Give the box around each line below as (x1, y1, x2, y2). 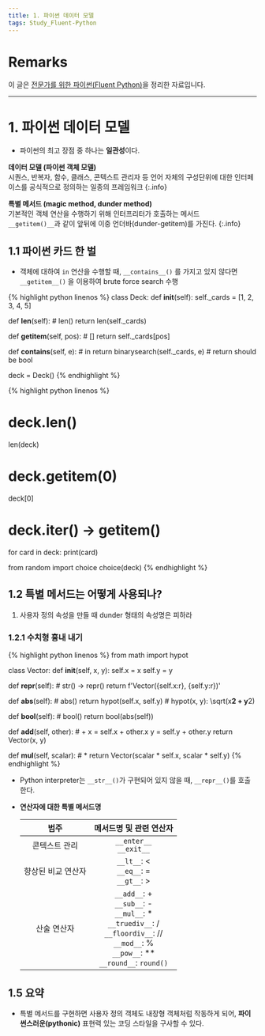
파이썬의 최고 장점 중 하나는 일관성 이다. (19, 146, 140, 155)
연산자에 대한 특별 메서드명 (19, 802, 102, 811)
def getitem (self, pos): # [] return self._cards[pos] (8, 331, 170, 341)
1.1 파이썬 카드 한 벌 (8, 244, 97, 258)
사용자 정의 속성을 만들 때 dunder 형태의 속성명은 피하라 (19, 610, 192, 619)
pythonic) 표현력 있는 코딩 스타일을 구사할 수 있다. (47, 1018, 204, 1028)
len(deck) (8, 440, 39, 449)
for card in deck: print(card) (8, 547, 99, 557)
